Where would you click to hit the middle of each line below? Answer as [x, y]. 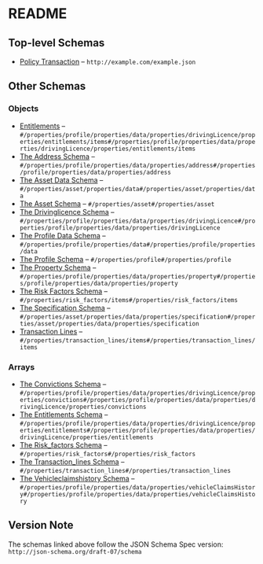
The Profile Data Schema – [62, 235]
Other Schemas [47, 86]
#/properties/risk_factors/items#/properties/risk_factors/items [128, 300]
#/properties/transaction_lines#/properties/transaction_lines [125, 470]
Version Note [41, 525]
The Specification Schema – [65, 308]
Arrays [22, 367]
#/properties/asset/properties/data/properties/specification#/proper [137, 317]
